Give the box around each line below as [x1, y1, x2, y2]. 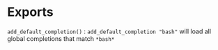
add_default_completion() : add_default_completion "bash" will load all [7, 27, 211, 35]
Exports [7, 4, 54, 20]
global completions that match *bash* [7, 34, 115, 42]
